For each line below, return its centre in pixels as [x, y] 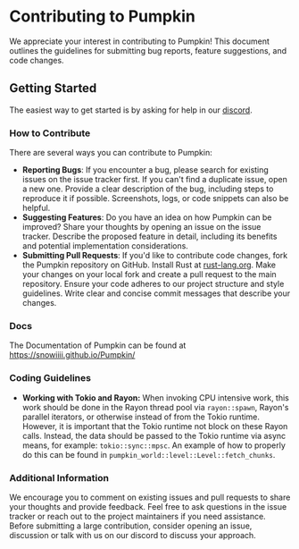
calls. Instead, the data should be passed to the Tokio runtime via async [154, 435]
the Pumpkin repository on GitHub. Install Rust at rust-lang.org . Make [149, 265]
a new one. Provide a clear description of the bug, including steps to [148, 189]
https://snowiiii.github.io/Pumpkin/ [72, 355]
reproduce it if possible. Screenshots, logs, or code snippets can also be [155, 198]
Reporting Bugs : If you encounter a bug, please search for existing [145, 170]
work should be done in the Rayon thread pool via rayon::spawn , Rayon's [155, 407]
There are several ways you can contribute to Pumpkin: [111, 153]
